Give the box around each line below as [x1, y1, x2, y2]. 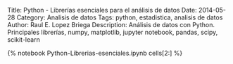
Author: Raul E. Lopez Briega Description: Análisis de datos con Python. [7, 21, 215, 29]
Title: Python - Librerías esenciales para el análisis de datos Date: [7, 6, 197, 14]
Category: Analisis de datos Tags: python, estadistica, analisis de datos [16, 13, 223, 22]
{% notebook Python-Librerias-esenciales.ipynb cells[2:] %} [7, 49, 183, 57]
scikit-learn [7, 35, 40, 44]
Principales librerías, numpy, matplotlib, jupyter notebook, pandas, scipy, [7, 28, 218, 36]
